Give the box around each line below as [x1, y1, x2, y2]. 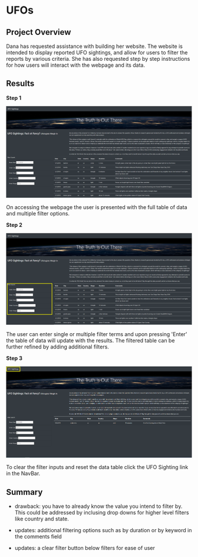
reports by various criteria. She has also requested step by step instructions [6, 56, 190, 62]
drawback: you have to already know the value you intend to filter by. [14, 503, 183, 510]
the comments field [14, 533, 62, 540]
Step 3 [6, 355, 22, 362]
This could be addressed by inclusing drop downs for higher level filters [14, 509, 190, 516]
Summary [6, 487, 43, 497]
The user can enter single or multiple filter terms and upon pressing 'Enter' [6, 331, 187, 338]
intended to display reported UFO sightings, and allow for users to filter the [6, 49, 188, 56]
